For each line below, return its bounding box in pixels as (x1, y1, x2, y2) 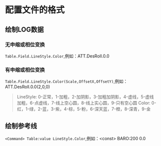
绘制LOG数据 (5, 25, 44, 34)
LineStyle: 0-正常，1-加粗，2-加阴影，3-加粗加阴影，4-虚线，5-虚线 (16, 94, 154, 100)
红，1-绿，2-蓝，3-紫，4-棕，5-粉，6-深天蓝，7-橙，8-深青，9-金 (16, 106, 151, 112)
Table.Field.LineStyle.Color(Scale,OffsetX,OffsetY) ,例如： (5, 78, 128, 84)
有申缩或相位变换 (5, 66, 45, 73)
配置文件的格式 (5, 4, 65, 16)
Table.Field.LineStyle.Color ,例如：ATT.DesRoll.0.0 (5, 53, 110, 59)
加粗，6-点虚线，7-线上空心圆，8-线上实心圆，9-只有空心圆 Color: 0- (16, 100, 157, 106)
